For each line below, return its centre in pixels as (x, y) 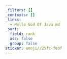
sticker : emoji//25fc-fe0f (34, 48)
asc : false (21, 39)
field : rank (23, 34)
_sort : (12, 29)
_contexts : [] (20, 15)
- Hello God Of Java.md (35, 24)
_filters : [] (19, 10)
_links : (13, 19)
